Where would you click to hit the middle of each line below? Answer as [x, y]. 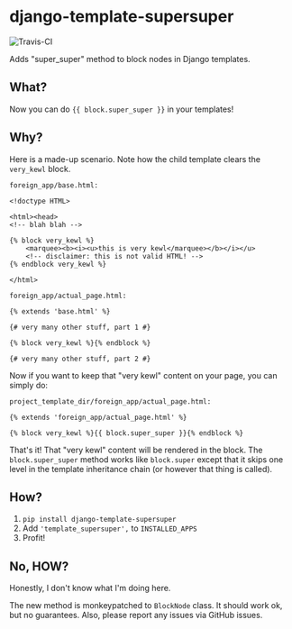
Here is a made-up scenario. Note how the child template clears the [135, 159]
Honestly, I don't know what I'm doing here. [90, 588]
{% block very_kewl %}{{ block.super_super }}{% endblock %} [127, 433]
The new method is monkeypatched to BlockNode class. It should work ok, [146, 606]
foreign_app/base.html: [54, 185]
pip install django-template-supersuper [99, 520]
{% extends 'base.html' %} [60, 311]
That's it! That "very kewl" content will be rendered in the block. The [136, 450]
